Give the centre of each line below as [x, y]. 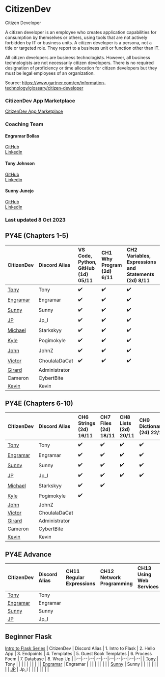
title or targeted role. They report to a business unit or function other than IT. [82, 48]
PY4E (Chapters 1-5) [37, 236]
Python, [87, 262]
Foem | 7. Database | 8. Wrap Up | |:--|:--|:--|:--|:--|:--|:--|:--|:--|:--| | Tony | [82, 659]
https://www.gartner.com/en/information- [64, 83]
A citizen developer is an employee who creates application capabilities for [81, 32]
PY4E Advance [28, 554]
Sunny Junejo [20, 191]
